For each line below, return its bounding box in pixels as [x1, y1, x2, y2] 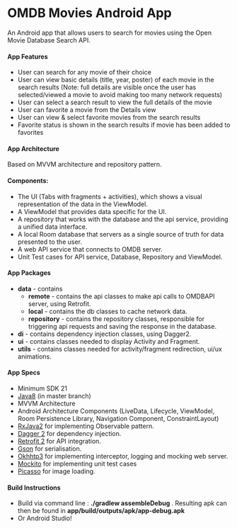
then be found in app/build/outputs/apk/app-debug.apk [17, 507, 185, 515]
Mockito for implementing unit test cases [17, 459, 137, 468]
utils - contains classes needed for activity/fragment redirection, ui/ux [17, 344, 223, 353]
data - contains [17, 284, 63, 293]
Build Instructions [7, 483, 62, 492]
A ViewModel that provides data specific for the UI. [17, 207, 167, 215]
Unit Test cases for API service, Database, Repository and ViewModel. [17, 252, 223, 261]
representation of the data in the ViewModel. [17, 200, 149, 208]
